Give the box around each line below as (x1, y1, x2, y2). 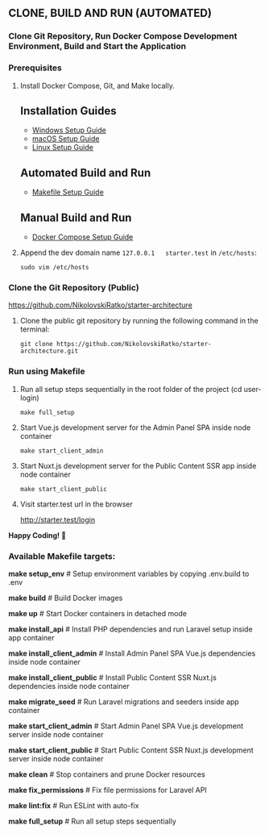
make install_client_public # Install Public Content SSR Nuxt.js (8, 673, 217, 682)
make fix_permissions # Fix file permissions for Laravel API (8, 785, 207, 794)
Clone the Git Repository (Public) (8, 281, 139, 293)
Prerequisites (8, 62, 62, 73)
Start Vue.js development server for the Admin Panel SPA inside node (19, 423, 251, 432)
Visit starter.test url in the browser (19, 499, 133, 509)
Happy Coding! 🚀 (8, 530, 67, 540)
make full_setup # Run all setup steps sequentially (8, 816, 177, 826)
